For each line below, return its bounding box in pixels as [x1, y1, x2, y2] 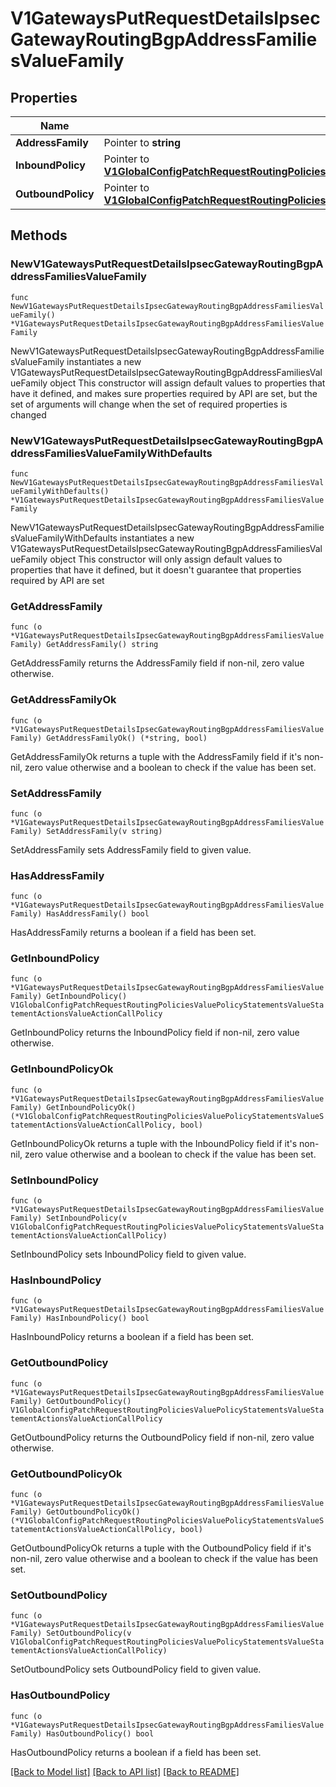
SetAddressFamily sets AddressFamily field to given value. [10, 843, 252, 856]
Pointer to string [103, 136, 182, 149]
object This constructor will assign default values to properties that [49, 377, 326, 389]
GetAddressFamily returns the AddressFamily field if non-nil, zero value [10, 657, 305, 669]
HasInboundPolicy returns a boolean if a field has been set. [10, 1331, 255, 1343]
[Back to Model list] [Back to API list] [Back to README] [10, 1765, 240, 1777]
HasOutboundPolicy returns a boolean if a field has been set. [10, 1746, 262, 1758]
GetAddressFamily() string [46, 640, 159, 650]
